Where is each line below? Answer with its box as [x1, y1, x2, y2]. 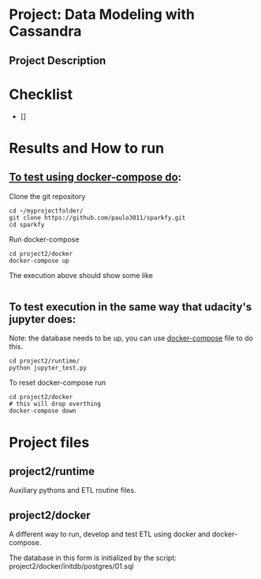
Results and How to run [9, 139, 165, 157]
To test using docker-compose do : [9, 171, 182, 184]
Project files [9, 433, 90, 451]
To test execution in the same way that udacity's [9, 300, 252, 314]
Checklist [9, 85, 73, 103]
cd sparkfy [9, 220, 45, 228]
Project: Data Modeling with [9, 6, 196, 24]
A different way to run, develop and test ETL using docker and [9, 529, 211, 539]
